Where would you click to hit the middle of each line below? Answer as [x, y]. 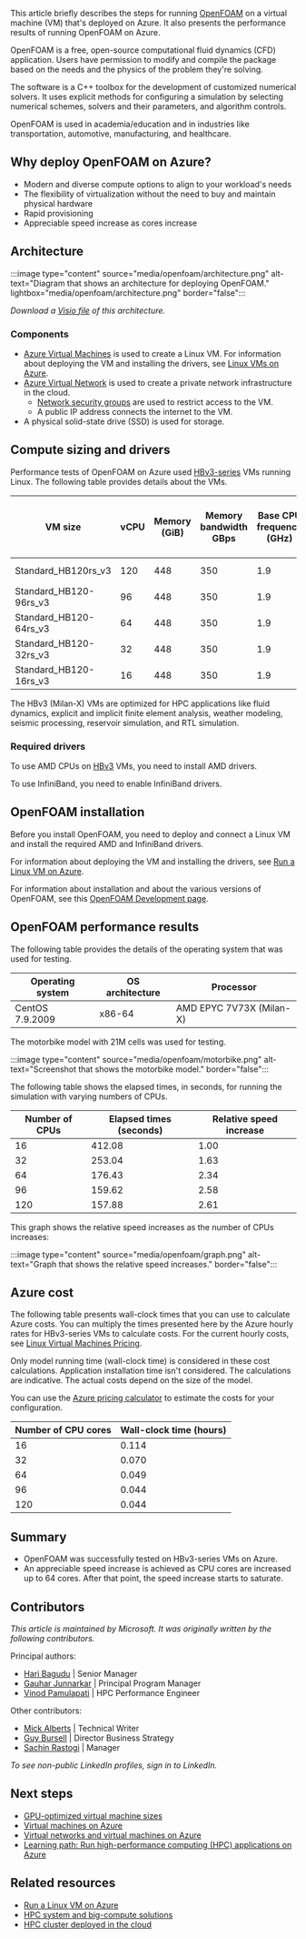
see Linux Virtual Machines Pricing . [76, 1343]
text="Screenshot [43, 1069]
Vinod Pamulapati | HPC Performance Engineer [112, 1693]
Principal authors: [43, 1656]
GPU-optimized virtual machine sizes [93, 1815]
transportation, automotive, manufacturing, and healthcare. [121, 134]
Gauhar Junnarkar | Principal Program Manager [112, 1683]
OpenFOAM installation [78, 812]
